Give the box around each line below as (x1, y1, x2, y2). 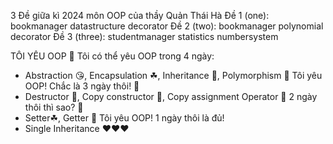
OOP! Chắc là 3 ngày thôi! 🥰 (24, 80, 140, 92)
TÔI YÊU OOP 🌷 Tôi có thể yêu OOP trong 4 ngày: (10, 50, 215, 62)
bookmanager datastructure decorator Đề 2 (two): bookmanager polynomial (10, 20, 324, 32)
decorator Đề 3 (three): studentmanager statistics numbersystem (10, 31, 279, 42)
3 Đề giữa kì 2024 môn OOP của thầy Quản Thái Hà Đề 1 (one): (10, 10, 270, 21)
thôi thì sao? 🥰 (24, 101, 84, 113)
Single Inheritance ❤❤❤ (24, 123, 130, 134)
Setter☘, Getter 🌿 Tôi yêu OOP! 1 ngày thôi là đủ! (24, 112, 225, 124)
